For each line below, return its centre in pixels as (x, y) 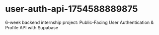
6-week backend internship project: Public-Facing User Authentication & (79, 22)
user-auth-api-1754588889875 (72, 9)
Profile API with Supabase (32, 27)
